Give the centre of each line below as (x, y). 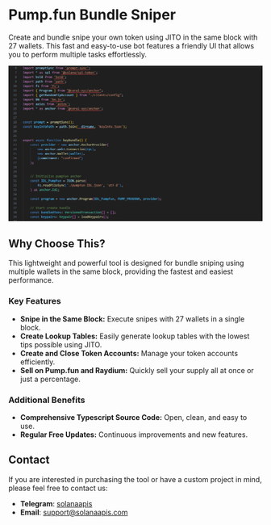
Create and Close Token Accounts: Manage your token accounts (129, 353)
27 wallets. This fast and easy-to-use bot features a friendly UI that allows (131, 45)
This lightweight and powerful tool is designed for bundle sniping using (126, 263)
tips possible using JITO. (61, 344)
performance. (31, 280)
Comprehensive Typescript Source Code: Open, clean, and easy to (133, 417)
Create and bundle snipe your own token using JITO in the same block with (133, 37)
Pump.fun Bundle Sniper (92, 15)
